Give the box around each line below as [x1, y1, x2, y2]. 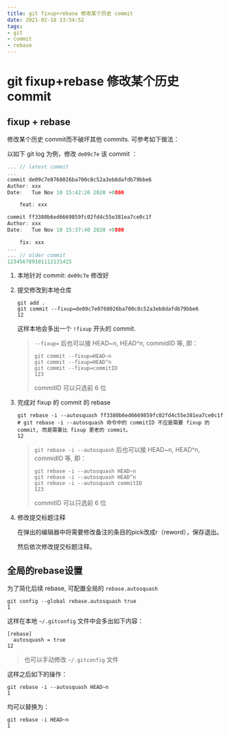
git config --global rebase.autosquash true [7, 598, 137, 605]
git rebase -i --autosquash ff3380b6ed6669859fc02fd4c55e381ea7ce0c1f [16, 412, 224, 419]
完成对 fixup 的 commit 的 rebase [16, 398, 111, 407]
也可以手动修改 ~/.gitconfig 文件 [23, 655, 119, 664]
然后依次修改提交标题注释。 [16, 543, 96, 551]
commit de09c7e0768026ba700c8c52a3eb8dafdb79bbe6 [7, 176, 152, 183]
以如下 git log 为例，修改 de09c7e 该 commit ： [7, 150, 138, 158]
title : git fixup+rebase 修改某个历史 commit [7, 10, 134, 17]
